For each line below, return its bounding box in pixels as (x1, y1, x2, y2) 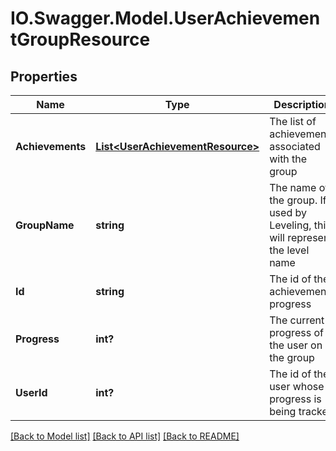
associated (269, 140, 321, 153)
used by (269, 206, 307, 219)
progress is (269, 392, 322, 406)
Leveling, (269, 218, 312, 232)
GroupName (15, 218, 75, 232)
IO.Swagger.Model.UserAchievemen (10, 7, 321, 30)
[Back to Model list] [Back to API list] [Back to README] (10, 430, 240, 442)
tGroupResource (10, 28, 151, 51)
